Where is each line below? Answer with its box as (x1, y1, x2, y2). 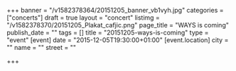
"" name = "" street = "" (6, 44, 76, 51)
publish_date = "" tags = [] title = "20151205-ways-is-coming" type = (6, 28, 209, 37)
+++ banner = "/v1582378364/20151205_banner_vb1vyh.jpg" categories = (6, 6, 224, 14)
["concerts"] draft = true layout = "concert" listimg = (6, 13, 161, 22)
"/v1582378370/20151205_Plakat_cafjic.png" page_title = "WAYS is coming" (6, 21, 229, 29)
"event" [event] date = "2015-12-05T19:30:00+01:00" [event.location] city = (6, 36, 229, 44)
